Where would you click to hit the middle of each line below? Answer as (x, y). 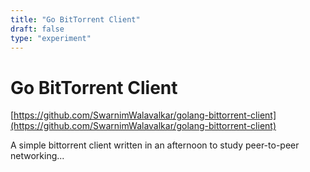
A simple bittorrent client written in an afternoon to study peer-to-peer (155, 145)
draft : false (37, 29)
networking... (37, 156)
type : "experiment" (51, 38)
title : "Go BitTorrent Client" (75, 19)
